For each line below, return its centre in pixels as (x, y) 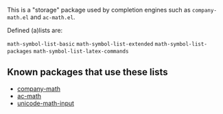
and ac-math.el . (53, 17)
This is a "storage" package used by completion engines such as (99, 10)
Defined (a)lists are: (35, 30)
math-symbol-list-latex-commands (81, 51)
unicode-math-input (45, 103)
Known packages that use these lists (87, 72)
